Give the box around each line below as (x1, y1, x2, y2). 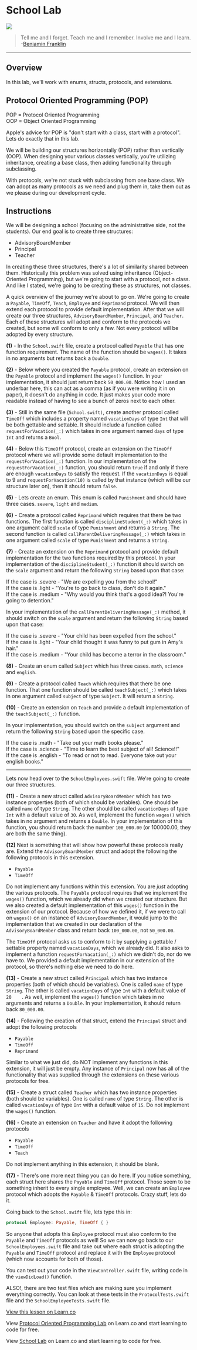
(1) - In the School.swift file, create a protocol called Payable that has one (6, 342, 184, 349)
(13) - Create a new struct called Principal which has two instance (6, 975, 168, 982)
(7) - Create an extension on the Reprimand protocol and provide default (6, 548, 179, 555)
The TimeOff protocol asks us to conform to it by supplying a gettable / (6, 938, 177, 945)
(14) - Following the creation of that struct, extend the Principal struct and (6, 1017, 186, 1024)
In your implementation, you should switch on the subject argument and (6, 722, 180, 729)
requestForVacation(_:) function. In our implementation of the (6, 458, 157, 465)
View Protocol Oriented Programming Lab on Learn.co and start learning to (6, 1320, 188, 1327)
